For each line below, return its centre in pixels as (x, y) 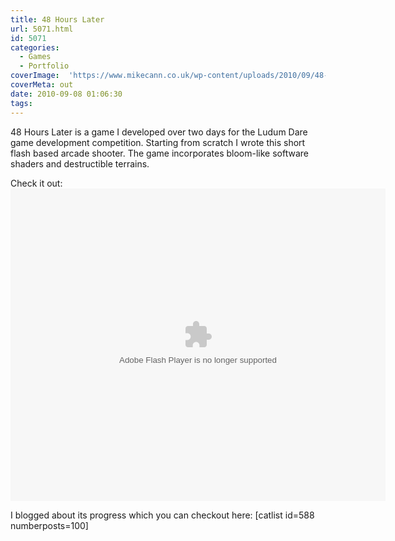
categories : (35, 47)
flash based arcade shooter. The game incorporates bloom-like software (159, 153)
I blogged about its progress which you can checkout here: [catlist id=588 (162, 515)
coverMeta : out (42, 85)
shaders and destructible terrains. (80, 163)
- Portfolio (44, 66)
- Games (35, 57)
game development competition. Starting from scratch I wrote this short (158, 142)
